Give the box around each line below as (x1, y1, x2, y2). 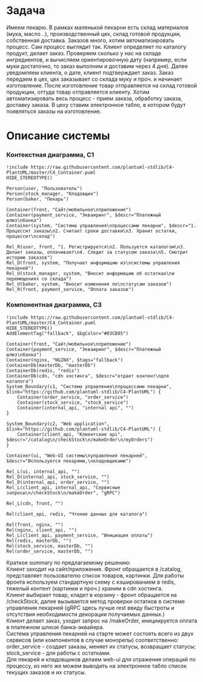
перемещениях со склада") (6, 276, 72, 282)
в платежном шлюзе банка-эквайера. (6, 623, 104, 630)
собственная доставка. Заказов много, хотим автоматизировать (6, 36, 175, 44)
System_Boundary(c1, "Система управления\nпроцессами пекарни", (6, 383, 172, 389)
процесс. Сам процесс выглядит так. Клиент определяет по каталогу (6, 43, 187, 50)
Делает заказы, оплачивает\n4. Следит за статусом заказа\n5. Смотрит (6, 250, 188, 256)
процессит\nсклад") (6, 233, 56, 240)
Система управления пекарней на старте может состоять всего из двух (6, 630, 194, 637)
